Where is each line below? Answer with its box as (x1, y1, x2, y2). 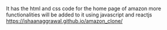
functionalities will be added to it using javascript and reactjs (6, 11, 152, 18)
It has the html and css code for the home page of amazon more (6, 5, 161, 12)
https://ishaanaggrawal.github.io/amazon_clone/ (6, 18, 123, 24)
